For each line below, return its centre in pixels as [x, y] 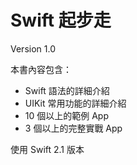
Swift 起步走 [61, 20]
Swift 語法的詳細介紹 [67, 90]
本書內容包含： [41, 69]
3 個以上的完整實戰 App [73, 128]
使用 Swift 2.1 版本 [47, 149]
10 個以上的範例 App [67, 115]
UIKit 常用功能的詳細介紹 [75, 103]
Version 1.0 [33, 48]
